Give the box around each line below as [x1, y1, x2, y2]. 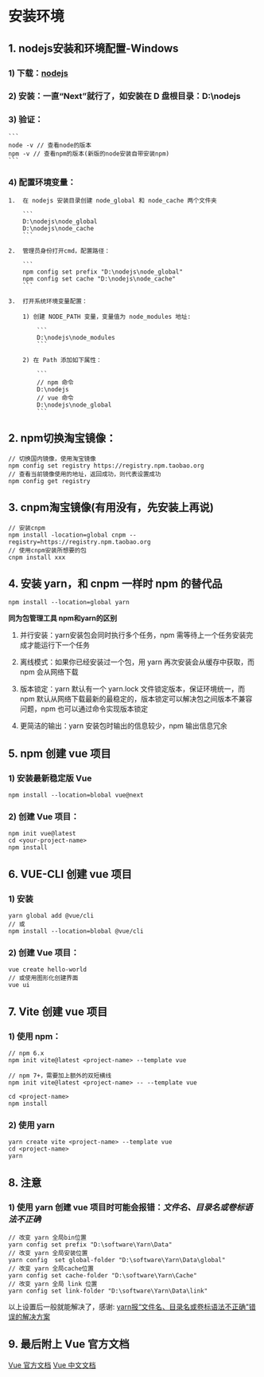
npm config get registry [8, 477, 91, 485]
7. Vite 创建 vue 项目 [8, 1005, 108, 1018]
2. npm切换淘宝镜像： [8, 431, 117, 445]
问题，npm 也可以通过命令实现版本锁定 [19, 704, 149, 714]
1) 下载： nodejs [8, 67, 69, 78]
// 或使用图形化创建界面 [8, 974, 79, 982]
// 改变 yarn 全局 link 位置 [8, 1281, 98, 1288]
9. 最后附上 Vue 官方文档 [8, 1337, 130, 1351]
